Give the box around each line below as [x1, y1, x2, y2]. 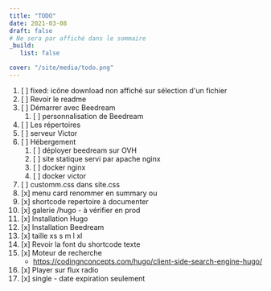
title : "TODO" [9, 11, 57, 20]
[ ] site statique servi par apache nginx [32, 154, 161, 163]
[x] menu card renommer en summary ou [20, 188, 158, 198]
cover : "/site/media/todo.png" [9, 64, 114, 72]
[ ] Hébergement [20, 137, 76, 146]
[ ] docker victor [32, 170, 87, 181]
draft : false [9, 27, 53, 35]
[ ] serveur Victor [20, 128, 78, 137]
